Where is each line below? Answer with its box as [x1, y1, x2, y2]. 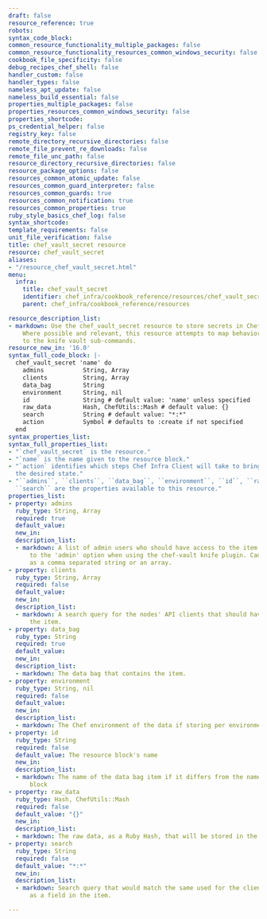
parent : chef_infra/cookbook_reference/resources [22, 300, 191, 308]
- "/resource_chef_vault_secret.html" [8, 263, 137, 271]
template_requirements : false [8, 226, 109, 235]
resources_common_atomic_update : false [8, 174, 141, 183]
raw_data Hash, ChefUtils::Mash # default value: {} [22, 403, 229, 411]
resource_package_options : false [8, 167, 119, 175]
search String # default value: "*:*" [22, 411, 187, 419]
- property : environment [8, 677, 91, 685]
